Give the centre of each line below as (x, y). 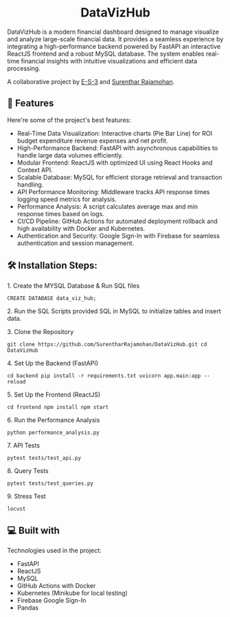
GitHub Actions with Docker (56, 586)
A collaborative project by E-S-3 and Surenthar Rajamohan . (91, 81)
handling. (30, 185)
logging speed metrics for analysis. (67, 199)
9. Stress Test (26, 496)
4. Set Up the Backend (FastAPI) (53, 363)
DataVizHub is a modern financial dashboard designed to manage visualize (113, 32)
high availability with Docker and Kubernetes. (81, 228)
